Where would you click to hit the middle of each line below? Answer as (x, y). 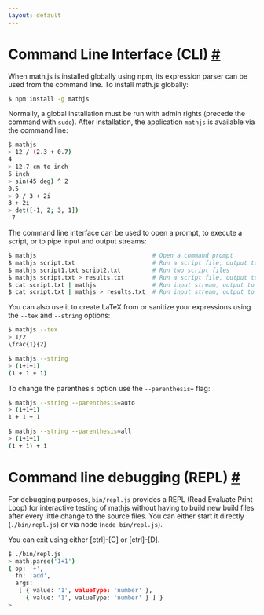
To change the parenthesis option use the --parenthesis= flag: (109, 388)
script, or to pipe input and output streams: (77, 241)
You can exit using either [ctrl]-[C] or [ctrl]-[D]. (84, 540)
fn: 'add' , (33, 576)
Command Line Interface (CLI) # (114, 54)
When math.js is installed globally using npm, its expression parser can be (128, 76)
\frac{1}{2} (27, 345)
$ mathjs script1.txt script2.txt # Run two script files (119, 270)
